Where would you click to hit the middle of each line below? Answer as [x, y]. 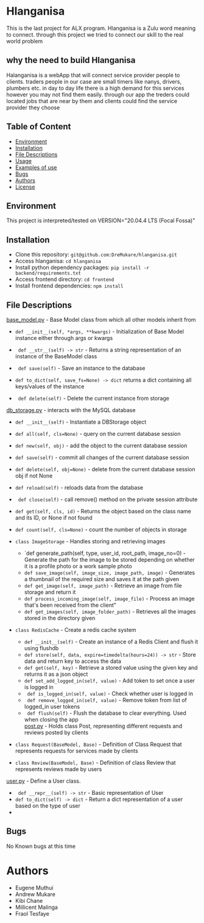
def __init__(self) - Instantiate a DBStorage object [81, 422]
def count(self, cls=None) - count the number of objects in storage [101, 530]
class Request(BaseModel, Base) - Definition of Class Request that [98, 744]
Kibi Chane [29, 900]
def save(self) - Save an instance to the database [82, 368]
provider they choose [33, 107]
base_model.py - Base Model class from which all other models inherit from [101, 320]
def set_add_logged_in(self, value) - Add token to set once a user [110, 681]
